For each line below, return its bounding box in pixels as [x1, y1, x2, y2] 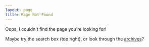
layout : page [5, 7, 33, 13]
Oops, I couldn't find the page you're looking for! [5, 26, 107, 32]
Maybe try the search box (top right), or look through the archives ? [5, 36, 144, 42]
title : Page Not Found [5, 12, 53, 17]
